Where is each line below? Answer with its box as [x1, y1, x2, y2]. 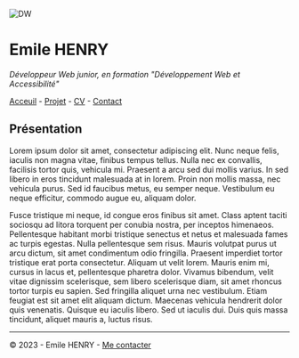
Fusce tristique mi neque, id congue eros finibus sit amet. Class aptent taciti [9, 209, 287, 220]
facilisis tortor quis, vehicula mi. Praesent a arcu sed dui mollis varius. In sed [9, 164, 289, 175]
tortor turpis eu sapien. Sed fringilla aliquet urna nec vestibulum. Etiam [9, 285, 268, 296]
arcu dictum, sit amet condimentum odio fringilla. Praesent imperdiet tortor [9, 248, 283, 258]
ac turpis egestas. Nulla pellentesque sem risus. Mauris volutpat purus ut [9, 238, 278, 248]
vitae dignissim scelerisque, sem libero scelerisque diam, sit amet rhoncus [9, 276, 282, 287]
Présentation [9, 121, 83, 137]
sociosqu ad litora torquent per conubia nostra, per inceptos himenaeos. [9, 219, 274, 230]
